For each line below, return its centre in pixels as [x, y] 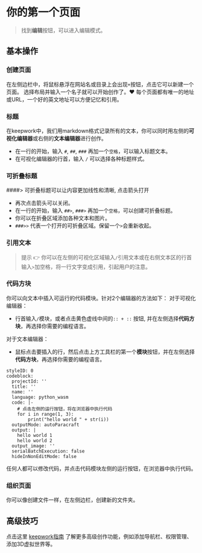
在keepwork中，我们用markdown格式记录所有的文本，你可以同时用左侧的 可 [100, 131]
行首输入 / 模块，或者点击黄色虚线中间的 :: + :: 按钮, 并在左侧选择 [97, 319]
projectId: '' [29, 381]
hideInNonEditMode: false [44, 456]
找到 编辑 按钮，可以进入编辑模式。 [63, 30]
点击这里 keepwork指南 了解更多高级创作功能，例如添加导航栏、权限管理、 [99, 536]
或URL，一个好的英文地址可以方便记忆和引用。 [64, 99]
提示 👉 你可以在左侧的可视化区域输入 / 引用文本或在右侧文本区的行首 [106, 257]
